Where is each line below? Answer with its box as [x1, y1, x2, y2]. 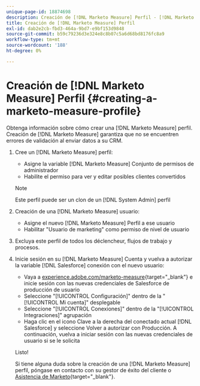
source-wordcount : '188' [6, 43, 68, 49]
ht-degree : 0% [6, 48, 42, 54]
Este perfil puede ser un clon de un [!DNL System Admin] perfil [14, 196, 171, 203]
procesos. [14, 243, 40, 251]
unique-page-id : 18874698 [6, 8, 71, 15]
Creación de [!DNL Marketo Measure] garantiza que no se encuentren [6, 130, 179, 138]
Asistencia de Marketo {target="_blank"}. [14, 373, 116, 380]
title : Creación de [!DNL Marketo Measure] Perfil [6, 20, 135, 26]
